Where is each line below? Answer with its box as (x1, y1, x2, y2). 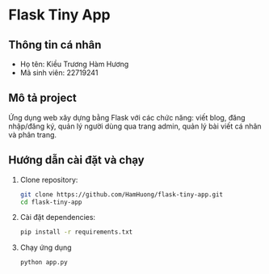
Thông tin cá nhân (8, 38, 102, 52)
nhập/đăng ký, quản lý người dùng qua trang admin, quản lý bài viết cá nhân (8, 121, 262, 131)
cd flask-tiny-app (19, 198, 82, 206)
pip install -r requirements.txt (19, 228, 133, 236)
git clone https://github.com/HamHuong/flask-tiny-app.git (19, 190, 224, 199)
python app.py (19, 259, 68, 267)
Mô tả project (8, 91, 77, 105)
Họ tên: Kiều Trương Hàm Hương (19, 59, 129, 69)
